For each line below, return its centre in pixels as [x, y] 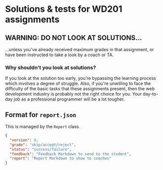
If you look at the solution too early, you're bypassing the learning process [81, 78]
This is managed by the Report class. [43, 127]
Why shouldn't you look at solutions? [51, 68]
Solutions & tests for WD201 [64, 9]
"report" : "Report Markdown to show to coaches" [61, 159]
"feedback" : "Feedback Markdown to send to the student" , [71, 154]
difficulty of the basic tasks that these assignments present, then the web [80, 89]
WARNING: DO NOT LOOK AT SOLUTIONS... [74, 38]
